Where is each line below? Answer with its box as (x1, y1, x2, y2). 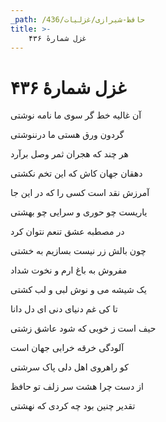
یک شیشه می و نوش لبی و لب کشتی (10, 284, 148, 296)
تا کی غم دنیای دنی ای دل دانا (10, 303, 118, 315)
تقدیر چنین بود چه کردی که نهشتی (10, 400, 136, 412)
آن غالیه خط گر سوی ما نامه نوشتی (10, 109, 142, 121)
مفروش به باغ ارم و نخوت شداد (10, 264, 128, 276)
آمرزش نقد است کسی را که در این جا (10, 187, 150, 199)
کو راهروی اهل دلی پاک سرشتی (10, 361, 129, 373)
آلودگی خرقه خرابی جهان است (10, 342, 125, 354)
